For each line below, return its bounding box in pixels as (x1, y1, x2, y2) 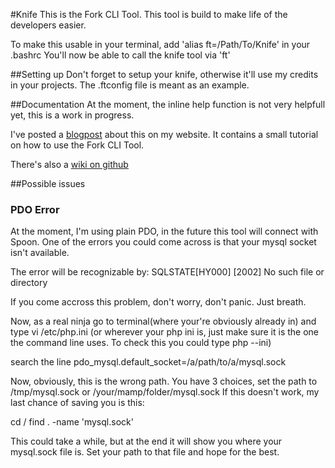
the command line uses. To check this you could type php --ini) (10, 337, 272, 349)
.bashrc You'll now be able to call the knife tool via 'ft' (10, 49, 231, 61)
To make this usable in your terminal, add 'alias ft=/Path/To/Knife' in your (10, 39, 311, 50)
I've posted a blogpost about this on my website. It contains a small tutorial (10, 129, 319, 140)
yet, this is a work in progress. (10, 109, 135, 121)
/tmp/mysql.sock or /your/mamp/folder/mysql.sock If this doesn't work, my (10, 386, 320, 398)
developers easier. (10, 19, 87, 31)
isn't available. (10, 247, 70, 259)
